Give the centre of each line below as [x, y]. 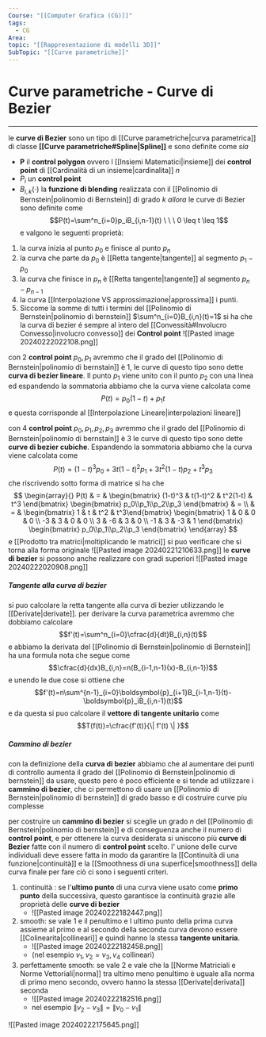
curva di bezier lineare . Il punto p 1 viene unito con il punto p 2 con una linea [131, 376]
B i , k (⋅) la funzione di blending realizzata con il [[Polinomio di [118, 190]
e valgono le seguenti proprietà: [72, 232]
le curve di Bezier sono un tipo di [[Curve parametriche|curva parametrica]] [132, 138]
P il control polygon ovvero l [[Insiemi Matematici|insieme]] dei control [135, 161]
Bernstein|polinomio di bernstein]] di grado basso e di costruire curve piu [128, 797]
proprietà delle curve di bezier [70, 904]
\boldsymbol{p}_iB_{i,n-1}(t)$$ [133, 701]
